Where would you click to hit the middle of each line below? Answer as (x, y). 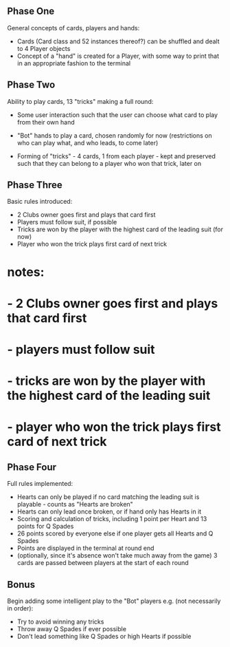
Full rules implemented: (40, 484)
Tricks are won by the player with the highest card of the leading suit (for (120, 229)
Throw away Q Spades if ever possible (72, 629)
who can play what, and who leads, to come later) (88, 142)
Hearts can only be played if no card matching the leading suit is (108, 497)
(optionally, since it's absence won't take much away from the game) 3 (117, 555)
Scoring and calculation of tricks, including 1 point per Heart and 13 (112, 519)
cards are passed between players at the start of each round (103, 563)
